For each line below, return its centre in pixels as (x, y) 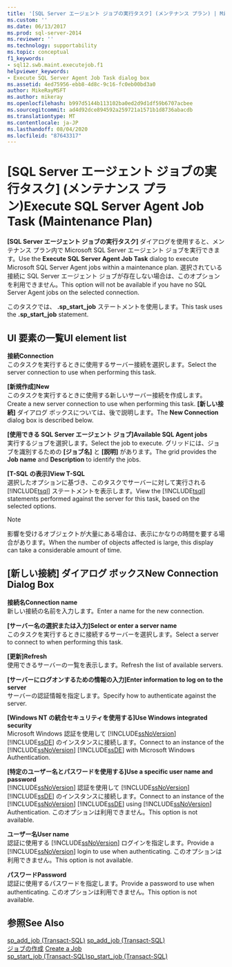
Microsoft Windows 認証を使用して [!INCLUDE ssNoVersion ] (92, 734)
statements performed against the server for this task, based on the (104, 499)
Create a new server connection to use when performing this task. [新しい (113, 404)
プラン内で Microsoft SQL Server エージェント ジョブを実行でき (123, 250)
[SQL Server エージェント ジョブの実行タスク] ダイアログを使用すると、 (110, 242)
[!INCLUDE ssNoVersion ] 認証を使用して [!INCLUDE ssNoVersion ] (98, 787)
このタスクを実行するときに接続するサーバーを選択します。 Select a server (113, 634)
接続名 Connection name (42, 602)
